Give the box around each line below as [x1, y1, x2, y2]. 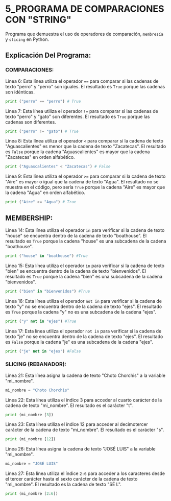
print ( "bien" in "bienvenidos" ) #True [5, 289, 90, 294]
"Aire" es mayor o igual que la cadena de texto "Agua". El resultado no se [5, 179, 159, 185]
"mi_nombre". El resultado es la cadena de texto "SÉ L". [5, 481, 121, 488]
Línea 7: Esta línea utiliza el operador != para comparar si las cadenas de [5, 108, 158, 114]
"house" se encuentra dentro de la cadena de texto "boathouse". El [5, 232, 147, 238]
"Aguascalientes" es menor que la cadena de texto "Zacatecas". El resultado [5, 144, 166, 150]
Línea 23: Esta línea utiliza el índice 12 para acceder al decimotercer [5, 421, 148, 427]
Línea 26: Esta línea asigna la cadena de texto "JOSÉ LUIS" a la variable [5, 446, 156, 452]
